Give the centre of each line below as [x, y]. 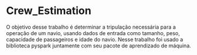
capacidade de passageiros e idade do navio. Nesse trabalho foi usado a [95, 39]
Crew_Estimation [49, 11]
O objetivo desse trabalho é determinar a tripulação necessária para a [91, 27]
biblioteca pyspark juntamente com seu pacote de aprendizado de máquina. [99, 46]
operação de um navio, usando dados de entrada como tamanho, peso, [93, 33]
